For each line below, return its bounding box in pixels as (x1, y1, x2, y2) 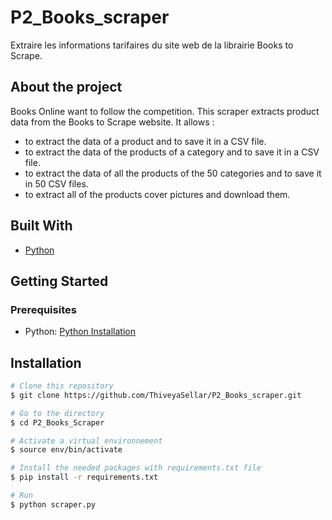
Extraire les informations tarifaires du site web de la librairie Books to (10, 39, 294, 51)
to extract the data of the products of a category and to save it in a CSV (24, 146, 320, 158)
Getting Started (10, 272, 109, 290)
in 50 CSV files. (24, 177, 89, 190)
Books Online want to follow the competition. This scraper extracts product (10, 105, 320, 117)
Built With (10, 217, 73, 235)
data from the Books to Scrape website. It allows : (10, 116, 215, 128)
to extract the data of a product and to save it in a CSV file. (24, 135, 267, 147)
